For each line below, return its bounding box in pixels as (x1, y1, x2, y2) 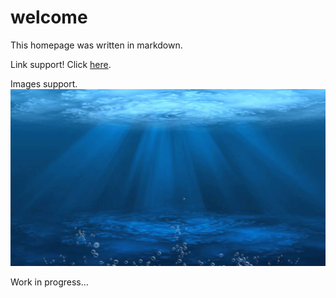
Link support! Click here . (10, 58, 112, 70)
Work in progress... (10, 276, 89, 288)
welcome (10, 6, 88, 29)
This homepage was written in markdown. (10, 39, 183, 51)
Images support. (10, 77, 78, 90)
